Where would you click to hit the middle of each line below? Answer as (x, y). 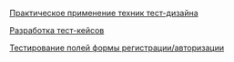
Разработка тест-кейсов (57, 30)
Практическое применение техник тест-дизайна (104, 13)
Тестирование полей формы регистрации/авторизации (117, 48)
